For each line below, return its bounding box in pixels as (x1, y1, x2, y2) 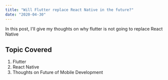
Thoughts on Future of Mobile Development (12, 69, 103, 75)
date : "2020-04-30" (5, 12, 46, 17)
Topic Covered (5, 45, 52, 54)
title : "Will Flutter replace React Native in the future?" (5, 7, 134, 12)
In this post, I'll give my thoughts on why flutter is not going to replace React (5, 25, 163, 31)
